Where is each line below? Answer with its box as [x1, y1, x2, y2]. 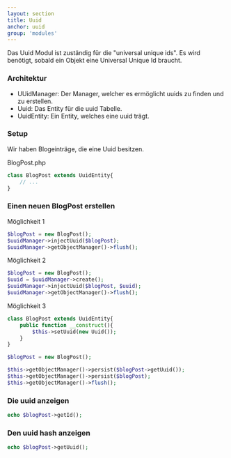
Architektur [7, 74, 47, 84]
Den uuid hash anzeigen [7, 428, 90, 438]
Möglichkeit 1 [7, 217, 45, 225]
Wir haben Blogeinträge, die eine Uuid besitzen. [7, 144, 144, 153]
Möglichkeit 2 [7, 256, 47, 265]
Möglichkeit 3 [7, 301, 47, 310]
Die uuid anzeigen [7, 395, 70, 405]
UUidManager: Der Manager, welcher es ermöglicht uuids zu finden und [17, 89, 224, 98]
